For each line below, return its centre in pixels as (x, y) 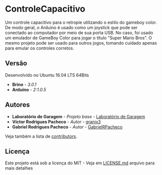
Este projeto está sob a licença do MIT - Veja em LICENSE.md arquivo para (80, 163)
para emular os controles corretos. (40, 48)
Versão (16, 63)
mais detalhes (19, 168)
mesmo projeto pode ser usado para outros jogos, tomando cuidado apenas (81, 43)
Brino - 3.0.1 (24, 84)
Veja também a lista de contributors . (41, 136)
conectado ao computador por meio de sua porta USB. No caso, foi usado (79, 32)
